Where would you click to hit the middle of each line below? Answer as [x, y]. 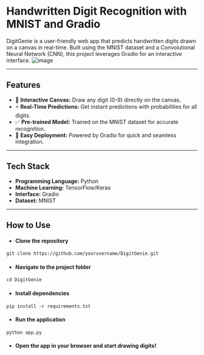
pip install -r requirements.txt [49, 306]
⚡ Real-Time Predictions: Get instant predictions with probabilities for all [106, 106]
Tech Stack [28, 166]
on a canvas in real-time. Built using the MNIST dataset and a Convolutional [101, 47]
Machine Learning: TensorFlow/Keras [63, 187]
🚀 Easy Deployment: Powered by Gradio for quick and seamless [96, 135]
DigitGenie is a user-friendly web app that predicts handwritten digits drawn [101, 41]
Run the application [40, 320]
